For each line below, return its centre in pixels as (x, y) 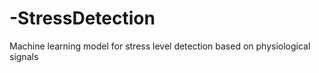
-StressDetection (82, 18)
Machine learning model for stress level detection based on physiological (160, 46)
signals (24, 56)
